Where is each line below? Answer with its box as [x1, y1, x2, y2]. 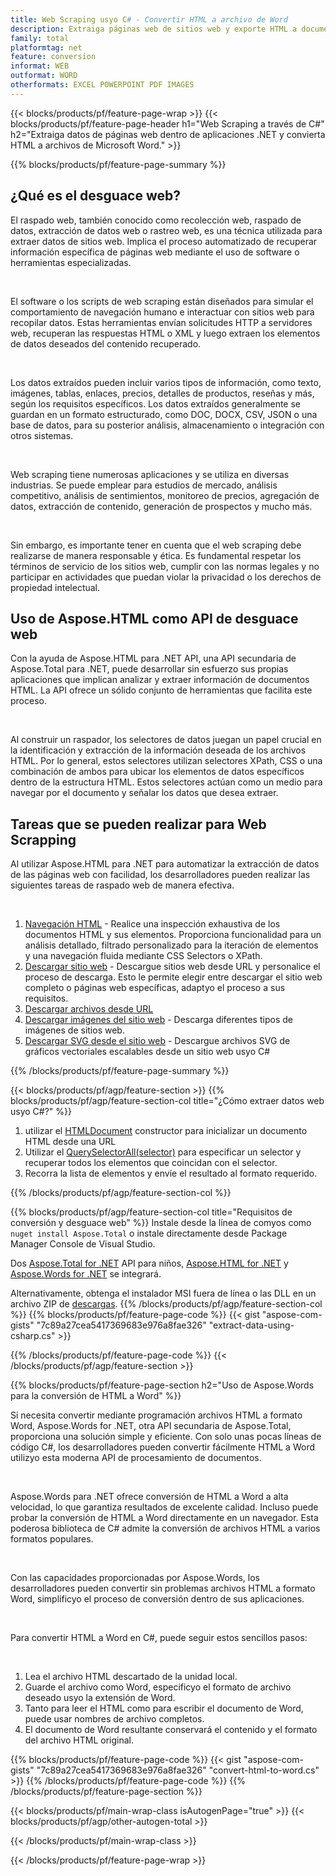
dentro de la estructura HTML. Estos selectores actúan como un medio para [10, 776, 323, 788]
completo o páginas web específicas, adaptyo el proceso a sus [24, 982, 286, 994]
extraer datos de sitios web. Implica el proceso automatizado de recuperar [10, 235, 318, 247]
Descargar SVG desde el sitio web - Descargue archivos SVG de [24, 1035, 291, 1047]
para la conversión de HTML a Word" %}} [10, 1390, 182, 1402]
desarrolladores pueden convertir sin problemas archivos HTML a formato [10, 1582, 316, 1595]
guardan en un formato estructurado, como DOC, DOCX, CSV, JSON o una [10, 408, 318, 420]
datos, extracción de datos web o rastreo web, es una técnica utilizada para [10, 224, 323, 236]
